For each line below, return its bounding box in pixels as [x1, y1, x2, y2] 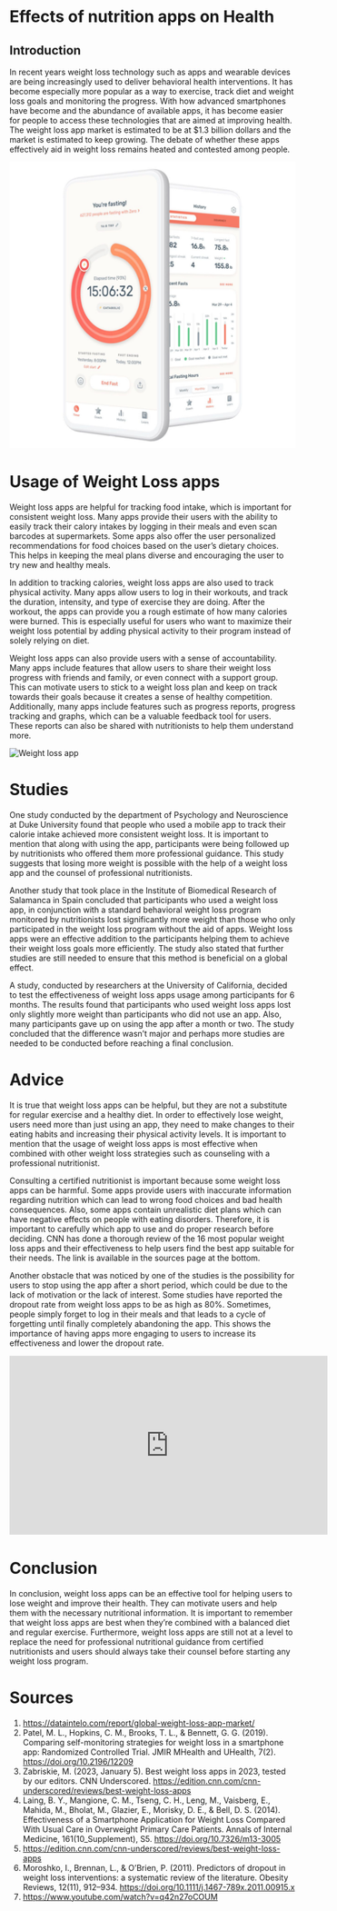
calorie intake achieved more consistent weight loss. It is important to [9, 829, 270, 840]
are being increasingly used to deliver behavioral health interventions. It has [9, 76, 293, 87]
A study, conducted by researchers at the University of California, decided [9, 980, 288, 990]
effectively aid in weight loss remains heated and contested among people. [9, 144, 291, 154]
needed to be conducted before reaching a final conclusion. [9, 1038, 234, 1049]
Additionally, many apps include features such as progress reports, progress [9, 701, 296, 712]
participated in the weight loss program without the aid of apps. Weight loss [9, 923, 293, 934]
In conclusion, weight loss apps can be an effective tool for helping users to [9, 1588, 292, 1598]
